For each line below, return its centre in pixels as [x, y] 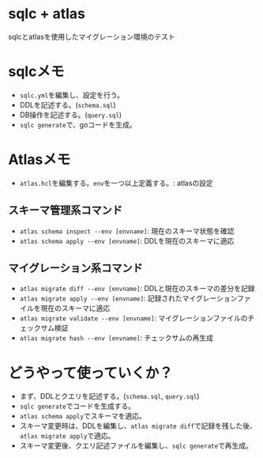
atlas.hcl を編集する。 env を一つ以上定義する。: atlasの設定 [116, 183]
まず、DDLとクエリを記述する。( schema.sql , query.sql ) [109, 396]
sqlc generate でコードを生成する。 [77, 406]
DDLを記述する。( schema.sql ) [68, 104]
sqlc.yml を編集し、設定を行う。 [72, 95]
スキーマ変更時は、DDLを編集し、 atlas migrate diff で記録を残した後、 [138, 426]
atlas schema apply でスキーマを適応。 [83, 416]
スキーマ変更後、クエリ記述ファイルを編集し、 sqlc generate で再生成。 [136, 446]
